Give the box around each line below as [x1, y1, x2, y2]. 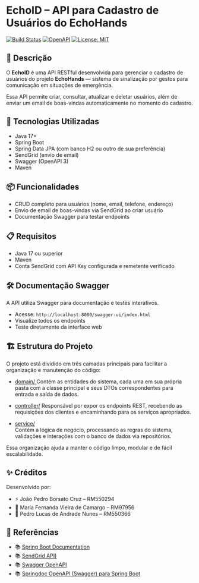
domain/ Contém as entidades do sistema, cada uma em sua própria [14, 378, 182, 385]
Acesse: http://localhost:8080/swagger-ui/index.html [14, 311, 151, 318]
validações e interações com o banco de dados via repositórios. [14, 432, 172, 440]
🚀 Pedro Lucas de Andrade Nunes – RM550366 [14, 510, 131, 517]
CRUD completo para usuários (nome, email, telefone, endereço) [14, 200, 173, 208]
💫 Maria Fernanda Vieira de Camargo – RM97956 [14, 503, 135, 511]
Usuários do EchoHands [6, 16, 128, 30]
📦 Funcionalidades [6, 182, 80, 192]
